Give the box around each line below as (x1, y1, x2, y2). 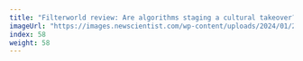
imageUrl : (9, 22, 47, 30)
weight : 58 (9, 38, 50, 48)
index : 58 (9, 30, 47, 39)
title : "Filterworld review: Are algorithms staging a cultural (9, 13, 256, 22)
